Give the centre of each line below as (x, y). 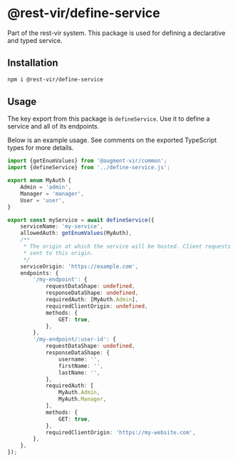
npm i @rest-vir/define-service (55, 79)
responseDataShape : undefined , (92, 293)
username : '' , (79, 359)
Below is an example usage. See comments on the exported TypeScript (112, 140)
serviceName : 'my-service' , (62, 226)
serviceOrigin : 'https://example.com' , (79, 266)
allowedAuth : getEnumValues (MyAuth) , (76, 233)
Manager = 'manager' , (52, 194)
